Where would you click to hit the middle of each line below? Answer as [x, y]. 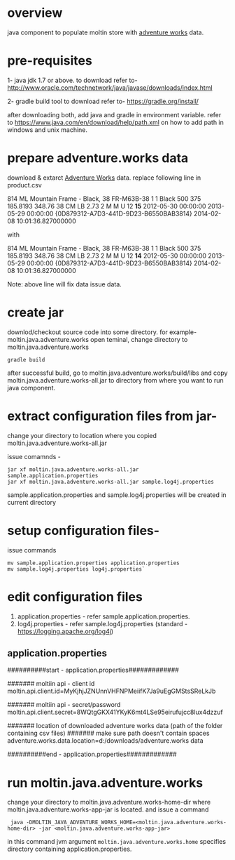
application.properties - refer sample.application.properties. [104, 616]
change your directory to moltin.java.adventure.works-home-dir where [109, 802]
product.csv [24, 185]
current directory [32, 502]
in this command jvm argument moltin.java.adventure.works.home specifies [116, 842]
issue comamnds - [34, 456]
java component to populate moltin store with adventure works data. [106, 32]
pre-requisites [50, 61]
